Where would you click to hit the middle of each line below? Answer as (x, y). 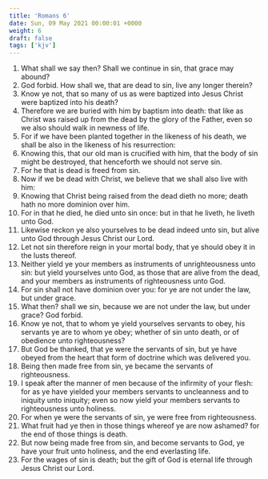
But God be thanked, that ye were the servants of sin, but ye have (129, 349)
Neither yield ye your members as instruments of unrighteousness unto (138, 264)
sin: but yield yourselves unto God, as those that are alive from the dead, (140, 272)
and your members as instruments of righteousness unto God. (123, 281)
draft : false (31, 38)
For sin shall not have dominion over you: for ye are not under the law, (136, 290)
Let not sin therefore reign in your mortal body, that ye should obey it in (138, 247)
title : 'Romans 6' (40, 16)
